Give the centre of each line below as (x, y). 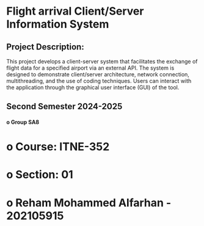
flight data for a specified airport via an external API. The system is (90, 68)
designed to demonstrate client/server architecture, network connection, (98, 74)
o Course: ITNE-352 (58, 147)
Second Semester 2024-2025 (64, 107)
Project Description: (45, 47)
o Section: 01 (40, 175)
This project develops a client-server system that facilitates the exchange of (102, 61)
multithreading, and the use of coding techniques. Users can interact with (99, 81)
